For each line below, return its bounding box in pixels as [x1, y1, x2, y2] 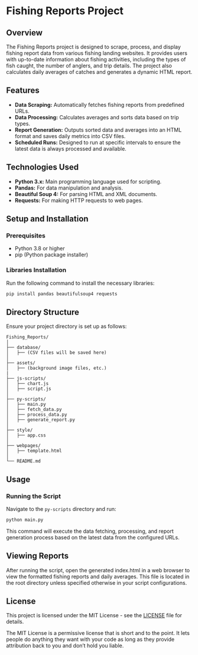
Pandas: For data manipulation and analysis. [14, 184, 123, 191]
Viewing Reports [6, 551, 69, 561]
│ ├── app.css [6, 432, 46, 438]
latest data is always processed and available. [14, 145, 127, 152]
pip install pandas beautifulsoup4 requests [6, 291, 118, 296]
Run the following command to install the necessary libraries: [6, 279, 155, 286]
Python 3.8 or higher [14, 245, 65, 252]
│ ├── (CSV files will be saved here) [6, 350, 108, 356]
